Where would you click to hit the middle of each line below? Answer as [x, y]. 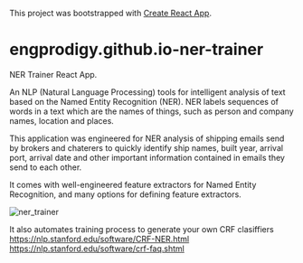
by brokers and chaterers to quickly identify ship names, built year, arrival [146, 147]
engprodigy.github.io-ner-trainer [137, 50]
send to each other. [46, 167]
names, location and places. [62, 120]
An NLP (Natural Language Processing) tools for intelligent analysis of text [148, 92]
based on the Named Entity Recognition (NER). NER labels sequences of [144, 101]
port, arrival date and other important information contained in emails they [147, 157]
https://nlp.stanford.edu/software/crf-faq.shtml [97, 249]
